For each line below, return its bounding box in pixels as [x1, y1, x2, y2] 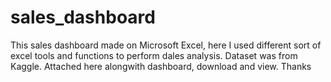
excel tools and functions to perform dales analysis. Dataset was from [10, 49, 298, 61]
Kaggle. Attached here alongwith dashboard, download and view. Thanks [10, 60, 312, 72]
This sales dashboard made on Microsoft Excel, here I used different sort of [10, 39, 322, 51]
